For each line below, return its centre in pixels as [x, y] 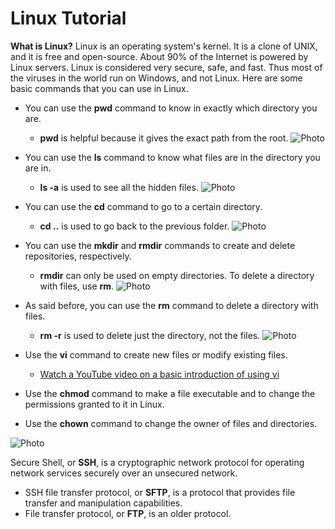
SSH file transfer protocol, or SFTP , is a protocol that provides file [160, 492]
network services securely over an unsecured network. [124, 473]
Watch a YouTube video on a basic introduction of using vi [159, 374]
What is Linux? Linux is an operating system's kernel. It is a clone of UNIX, [164, 46]
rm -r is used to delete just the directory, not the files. [150, 335]
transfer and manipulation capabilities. [103, 503]
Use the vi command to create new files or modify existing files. [156, 354]
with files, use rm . [77, 286]
